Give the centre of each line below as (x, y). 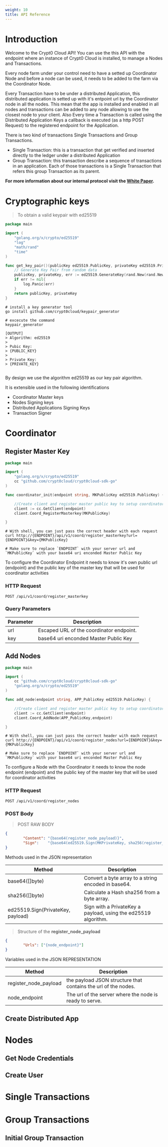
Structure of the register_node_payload (59, 931)
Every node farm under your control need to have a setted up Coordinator (81, 73)
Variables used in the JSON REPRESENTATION (53, 960)
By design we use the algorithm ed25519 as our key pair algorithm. (74, 377)
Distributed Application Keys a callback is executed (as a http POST (75, 120)
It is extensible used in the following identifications (57, 387)
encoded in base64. (107, 884)
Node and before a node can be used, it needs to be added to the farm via (82, 78)
